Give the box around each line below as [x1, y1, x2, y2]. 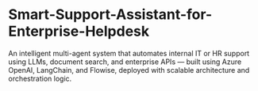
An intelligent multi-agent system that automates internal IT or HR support [8, 48, 250, 58]
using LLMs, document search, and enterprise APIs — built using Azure [8, 57, 242, 66]
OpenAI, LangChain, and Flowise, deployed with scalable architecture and [8, 65, 250, 74]
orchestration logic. [8, 74, 72, 83]
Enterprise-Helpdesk [8, 22, 150, 40]
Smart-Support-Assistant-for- [8, 6, 213, 24]
